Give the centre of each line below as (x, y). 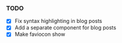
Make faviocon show (40, 34)
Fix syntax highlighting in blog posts (58, 21)
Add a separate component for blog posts (65, 28)
